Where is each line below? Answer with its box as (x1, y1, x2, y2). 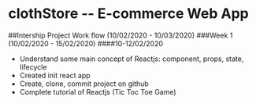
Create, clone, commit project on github (19, 79, 150, 88)
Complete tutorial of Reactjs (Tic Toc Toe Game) (19, 87, 176, 96)
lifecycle (19, 62, 47, 71)
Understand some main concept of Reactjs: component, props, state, (19, 54, 244, 63)
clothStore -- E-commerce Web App (8, 5, 250, 23)
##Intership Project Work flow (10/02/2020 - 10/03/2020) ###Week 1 (8, 30, 233, 40)
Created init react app (19, 70, 91, 80)
